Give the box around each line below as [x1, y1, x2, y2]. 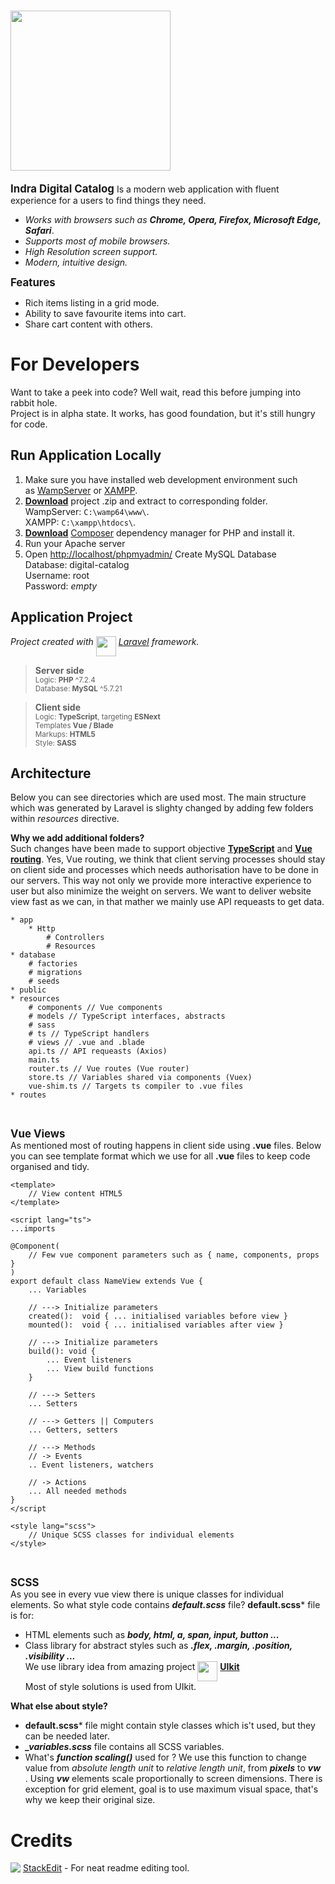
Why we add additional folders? [10, 832, 145, 844]
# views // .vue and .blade [28, 1038, 145, 1048]
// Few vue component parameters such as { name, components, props [28, 1250, 320, 1260]
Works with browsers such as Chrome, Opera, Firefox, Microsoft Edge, [24, 213, 322, 225]
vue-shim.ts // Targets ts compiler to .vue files [28, 1081, 244, 1092]
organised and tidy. [10, 1161, 90, 1173]
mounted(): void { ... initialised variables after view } [28, 1320, 284, 1330]
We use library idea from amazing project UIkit [24, 1661, 240, 1673]
